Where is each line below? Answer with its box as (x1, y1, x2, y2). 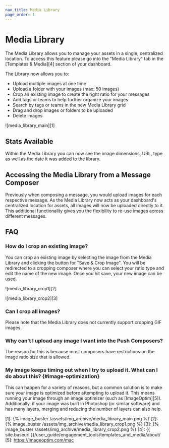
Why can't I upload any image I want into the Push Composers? (5, 337, 163, 344)
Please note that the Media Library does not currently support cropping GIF (5, 319, 162, 326)
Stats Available (5, 137, 53, 146)
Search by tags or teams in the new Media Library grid (12, 102, 126, 108)
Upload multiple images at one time (12, 81, 87, 87)
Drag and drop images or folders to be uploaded (12, 107, 114, 113)
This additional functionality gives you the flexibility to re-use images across (5, 208, 163, 214)
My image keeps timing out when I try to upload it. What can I (5, 366, 158, 373)
